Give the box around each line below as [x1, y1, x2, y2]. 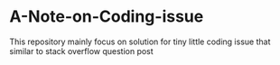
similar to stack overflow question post [9, 45, 154, 56]
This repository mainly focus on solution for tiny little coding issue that [9, 36, 271, 47]
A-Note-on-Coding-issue [9, 6, 204, 27]
